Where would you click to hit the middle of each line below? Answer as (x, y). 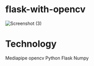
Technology (31, 44)
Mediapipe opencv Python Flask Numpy (47, 58)
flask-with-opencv (45, 9)
